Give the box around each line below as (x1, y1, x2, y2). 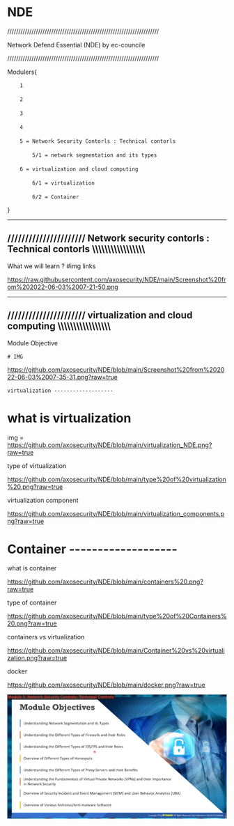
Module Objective (7, 338, 58, 347)
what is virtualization (7, 410, 132, 426)
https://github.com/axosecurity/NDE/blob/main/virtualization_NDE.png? (7, 440, 212, 449)
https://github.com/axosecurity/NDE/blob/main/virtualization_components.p (7, 509, 225, 517)
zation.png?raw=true (7, 654, 68, 662)
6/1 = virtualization (32, 179, 95, 187)
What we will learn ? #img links (7, 262, 96, 270)
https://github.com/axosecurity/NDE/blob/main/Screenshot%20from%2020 (7, 365, 225, 373)
